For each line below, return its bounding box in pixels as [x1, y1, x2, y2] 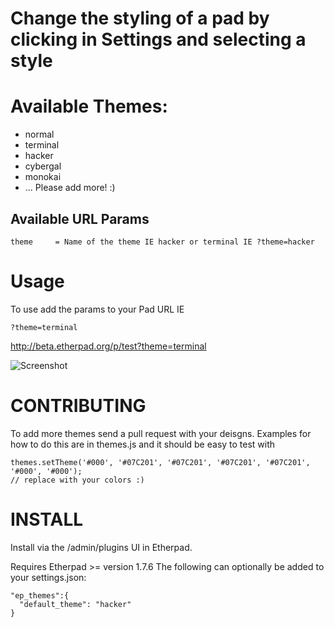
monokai [24, 171, 62, 183]
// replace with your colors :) [10, 475, 145, 485]
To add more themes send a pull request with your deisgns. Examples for [10, 427, 312, 439]
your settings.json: [10, 571, 87, 583]
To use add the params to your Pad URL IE [10, 303, 185, 315]
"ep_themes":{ [10, 590, 70, 601]
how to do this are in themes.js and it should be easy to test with [10, 438, 276, 450]
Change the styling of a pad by [10, 7, 270, 30]
